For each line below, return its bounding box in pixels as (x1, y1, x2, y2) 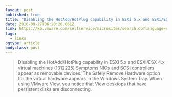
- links (10, 36, 27, 41)
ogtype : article (5, 41, 40, 46)
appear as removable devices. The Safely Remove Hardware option (17, 70, 160, 76)
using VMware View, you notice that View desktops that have (17, 81, 147, 87)
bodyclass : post (5, 45, 40, 50)
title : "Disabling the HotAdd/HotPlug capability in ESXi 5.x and (5, 17, 150, 22)
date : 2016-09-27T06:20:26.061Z (5, 21, 74, 27)
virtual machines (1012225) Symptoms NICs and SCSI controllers (17, 64, 155, 71)
